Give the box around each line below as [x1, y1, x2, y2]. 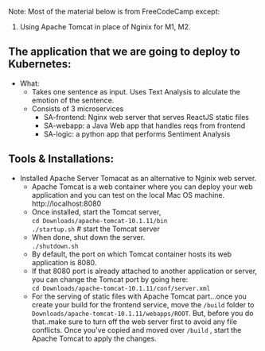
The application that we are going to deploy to [8, 45, 240, 59]
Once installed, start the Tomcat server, [31, 206, 162, 217]
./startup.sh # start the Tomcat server [31, 224, 161, 233]
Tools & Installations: [8, 152, 115, 166]
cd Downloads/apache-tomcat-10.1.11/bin [31, 217, 168, 225]
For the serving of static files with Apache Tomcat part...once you [31, 291, 247, 301]
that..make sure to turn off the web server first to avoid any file [31, 317, 237, 326]
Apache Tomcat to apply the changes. [31, 334, 157, 343]
